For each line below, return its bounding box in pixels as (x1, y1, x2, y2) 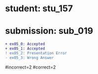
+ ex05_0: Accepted (5, 42, 45, 47)
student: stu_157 (5, 3, 73, 14)
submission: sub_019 (5, 25, 94, 37)
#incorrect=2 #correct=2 (5, 64, 56, 70)
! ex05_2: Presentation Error (5, 50, 67, 55)
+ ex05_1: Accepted (5, 46, 45, 51)
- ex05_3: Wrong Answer (5, 55, 54, 60)
